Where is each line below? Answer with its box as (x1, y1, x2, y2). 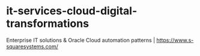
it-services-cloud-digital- (6, 4, 138, 18)
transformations (6, 17, 89, 30)
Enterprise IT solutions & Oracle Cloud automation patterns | (6, 36, 156, 43)
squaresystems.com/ (6, 43, 58, 50)
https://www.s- (156, 36, 194, 43)
